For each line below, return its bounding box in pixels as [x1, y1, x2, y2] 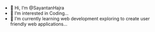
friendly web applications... [10, 21, 68, 27]
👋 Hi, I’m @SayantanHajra [10, 5, 64, 11]
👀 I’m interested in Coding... [10, 10, 69, 16]
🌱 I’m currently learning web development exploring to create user [10, 16, 150, 21]
